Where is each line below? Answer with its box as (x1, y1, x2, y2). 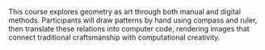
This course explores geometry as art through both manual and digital (8, 7, 241, 16)
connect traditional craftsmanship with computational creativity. (8, 32, 221, 42)
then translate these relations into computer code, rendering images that (8, 24, 250, 33)
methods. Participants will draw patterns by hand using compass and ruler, (8, 15, 258, 25)
